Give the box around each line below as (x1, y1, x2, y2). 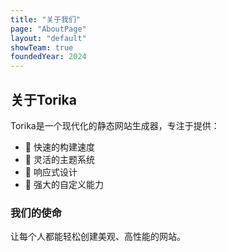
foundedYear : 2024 (10, 52, 87, 62)
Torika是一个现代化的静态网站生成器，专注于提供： (10, 119, 220, 131)
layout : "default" (10, 33, 87, 43)
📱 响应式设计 (24, 166, 78, 178)
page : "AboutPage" (10, 24, 87, 34)
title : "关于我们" (10, 14, 82, 25)
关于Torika (10, 91, 77, 108)
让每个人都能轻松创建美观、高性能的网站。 (10, 231, 186, 243)
